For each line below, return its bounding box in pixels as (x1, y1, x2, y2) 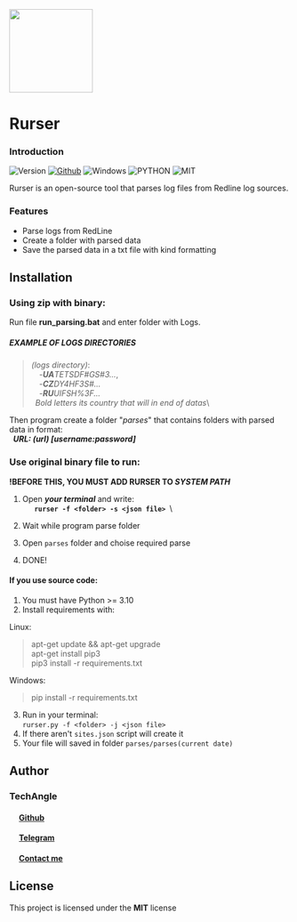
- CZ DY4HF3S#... (38, 378, 101, 390)
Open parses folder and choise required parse (21, 538, 191, 548)
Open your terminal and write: (21, 493, 135, 504)
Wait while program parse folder (21, 520, 140, 530)
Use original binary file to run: (9, 456, 140, 468)
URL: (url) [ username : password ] (12, 433, 136, 444)
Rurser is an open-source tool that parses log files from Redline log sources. (9, 182, 289, 194)
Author (9, 764, 49, 779)
